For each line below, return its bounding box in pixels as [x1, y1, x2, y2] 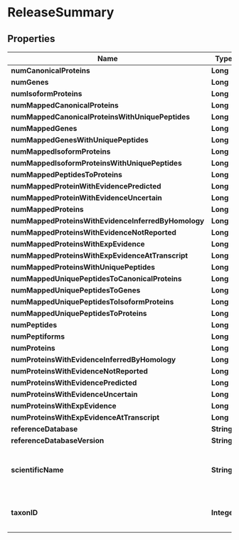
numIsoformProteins [11, 89, 83, 98]
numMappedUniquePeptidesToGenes [11, 285, 141, 295]
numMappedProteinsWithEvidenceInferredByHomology [11, 216, 205, 226]
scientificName [11, 465, 64, 475]
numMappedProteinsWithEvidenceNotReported [11, 228, 176, 237]
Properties [7, 33, 55, 45]
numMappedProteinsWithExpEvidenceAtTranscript [11, 250, 188, 260]
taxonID [11, 508, 38, 517]
